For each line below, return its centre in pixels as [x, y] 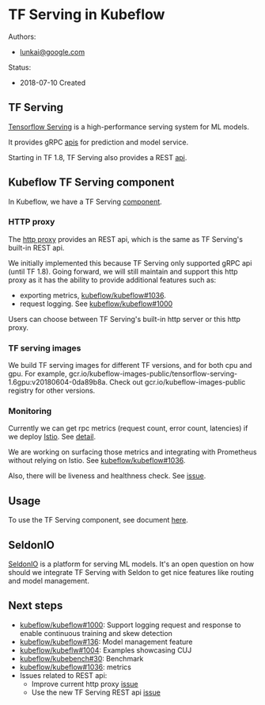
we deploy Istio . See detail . [52, 437]
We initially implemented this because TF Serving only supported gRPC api [130, 262]
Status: [20, 67]
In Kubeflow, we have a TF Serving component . [85, 201]
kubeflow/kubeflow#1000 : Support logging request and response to [130, 625]
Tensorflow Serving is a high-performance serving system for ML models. [129, 126]
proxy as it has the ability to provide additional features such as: [112, 280]
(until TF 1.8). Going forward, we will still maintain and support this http [123, 271]
